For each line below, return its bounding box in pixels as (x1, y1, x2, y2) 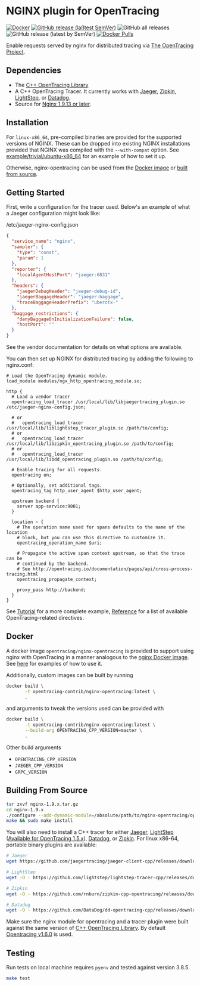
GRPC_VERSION (14, 769, 48, 775)
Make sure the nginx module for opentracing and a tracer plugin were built (6, 918, 189, 925)
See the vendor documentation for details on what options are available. (6, 344, 183, 350)
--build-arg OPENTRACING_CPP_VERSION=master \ (24, 728, 143, 734)
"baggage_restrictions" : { (11, 310, 79, 317)
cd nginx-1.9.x (6, 806, 44, 812)
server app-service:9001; (17, 503, 82, 509)
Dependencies (6, 66, 61, 76)
